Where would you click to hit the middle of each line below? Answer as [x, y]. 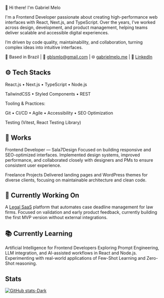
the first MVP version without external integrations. [56, 218]
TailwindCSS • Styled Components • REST [48, 94]
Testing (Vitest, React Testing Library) [43, 122]
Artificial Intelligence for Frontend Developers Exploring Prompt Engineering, [82, 248]
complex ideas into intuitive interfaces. [44, 47]
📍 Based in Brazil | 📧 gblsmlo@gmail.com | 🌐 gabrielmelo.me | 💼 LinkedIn [79, 57]
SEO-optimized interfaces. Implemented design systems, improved [73, 155]
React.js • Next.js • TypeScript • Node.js [46, 84]
